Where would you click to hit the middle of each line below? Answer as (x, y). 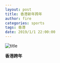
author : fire (18, 18)
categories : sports (25, 23)
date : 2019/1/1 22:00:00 (30, 32)
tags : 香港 (15, 28)
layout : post (18, 9)
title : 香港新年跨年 (24, 14)
